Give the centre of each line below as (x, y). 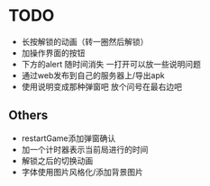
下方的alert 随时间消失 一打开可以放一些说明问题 (111, 64)
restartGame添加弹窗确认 (68, 138)
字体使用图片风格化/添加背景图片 (82, 172)
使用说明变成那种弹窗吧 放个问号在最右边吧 (101, 86)
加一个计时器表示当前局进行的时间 (85, 149)
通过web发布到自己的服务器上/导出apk (93, 75)
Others (28, 115)
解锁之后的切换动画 (57, 160)
